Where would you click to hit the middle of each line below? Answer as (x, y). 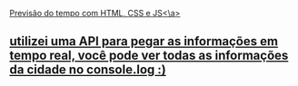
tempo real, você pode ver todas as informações (149, 56)
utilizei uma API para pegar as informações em (144, 41)
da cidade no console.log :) (88, 70)
